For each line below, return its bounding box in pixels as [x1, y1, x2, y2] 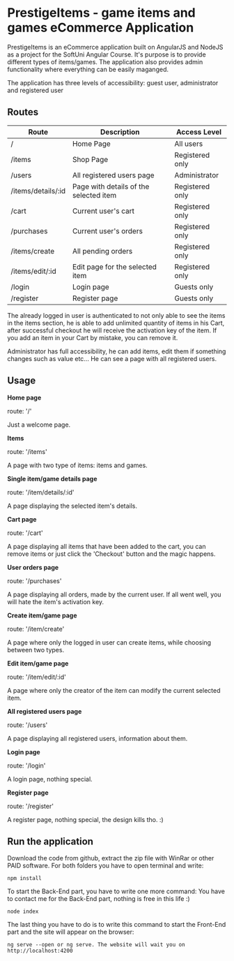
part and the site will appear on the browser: [7, 927, 134, 937]
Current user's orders [72, 226, 143, 235]
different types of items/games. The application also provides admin [7, 57, 203, 66]
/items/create [10, 246, 55, 256]
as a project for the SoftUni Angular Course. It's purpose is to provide [7, 50, 207, 59]
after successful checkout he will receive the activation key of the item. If [7, 326, 217, 335]
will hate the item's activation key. [7, 597, 104, 606]
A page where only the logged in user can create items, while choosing [7, 638, 211, 647]
